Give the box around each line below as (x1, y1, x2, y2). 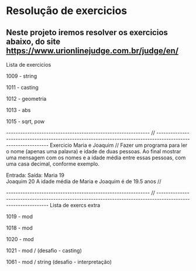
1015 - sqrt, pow (6, 118, 45, 125)
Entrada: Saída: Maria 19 (6, 171, 64, 179)
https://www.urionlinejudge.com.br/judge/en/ (6, 46, 179, 56)
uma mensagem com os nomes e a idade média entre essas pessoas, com (6, 154, 186, 161)
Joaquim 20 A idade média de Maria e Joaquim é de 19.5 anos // (6, 178, 161, 185)
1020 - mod (6, 236, 34, 242)
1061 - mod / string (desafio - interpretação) (6, 259, 112, 265)
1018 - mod (6, 224, 33, 231)
